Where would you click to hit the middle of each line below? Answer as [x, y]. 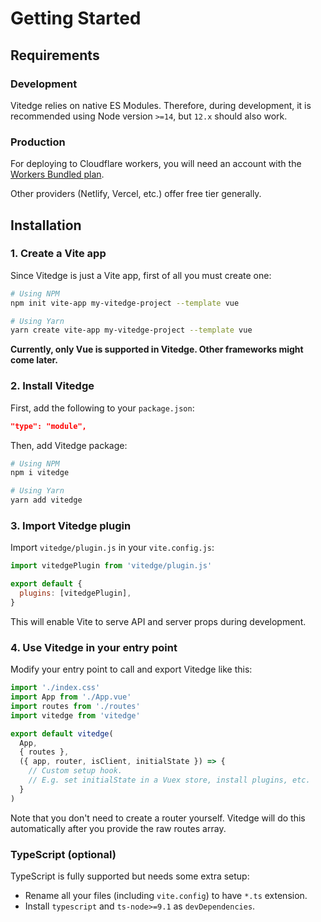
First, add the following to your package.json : [102, 408]
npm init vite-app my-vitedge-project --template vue [125, 303]
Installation [46, 225]
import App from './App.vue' [71, 697]
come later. [34, 360]
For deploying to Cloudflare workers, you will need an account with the [156, 164]
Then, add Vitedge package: [69, 445]
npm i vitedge [40, 473]
